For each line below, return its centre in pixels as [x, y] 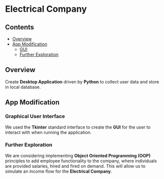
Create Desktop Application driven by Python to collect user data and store [82, 81]
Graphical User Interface [35, 116]
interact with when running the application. [48, 132]
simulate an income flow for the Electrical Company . [58, 171]
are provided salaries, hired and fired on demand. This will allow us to [75, 166]
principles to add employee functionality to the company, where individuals [81, 161]
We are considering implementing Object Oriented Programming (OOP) [78, 155]
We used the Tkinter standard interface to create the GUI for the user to [78, 127]
